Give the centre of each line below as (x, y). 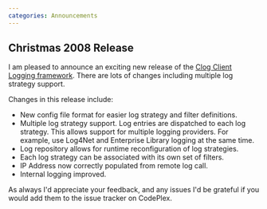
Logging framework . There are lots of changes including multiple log (121, 76)
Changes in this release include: (61, 100)
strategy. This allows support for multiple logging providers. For (124, 132)
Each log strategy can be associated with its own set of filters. (122, 157)
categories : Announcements (53, 16)
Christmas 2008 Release (71, 48)
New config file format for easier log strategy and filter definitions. (128, 115)
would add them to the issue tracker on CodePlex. (90, 198)
